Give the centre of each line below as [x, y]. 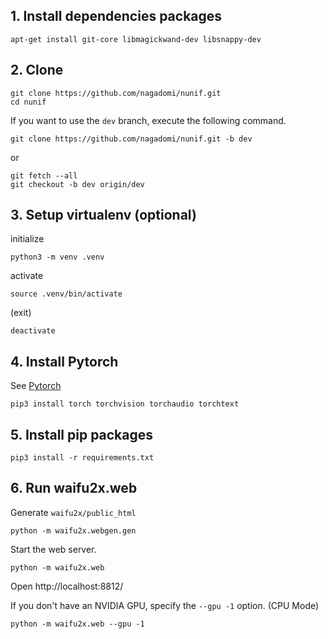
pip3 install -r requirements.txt [82, 458]
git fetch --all [44, 175]
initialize [27, 239]
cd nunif [28, 102]
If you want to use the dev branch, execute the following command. [148, 120]
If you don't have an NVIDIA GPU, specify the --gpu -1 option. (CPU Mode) [165, 605]
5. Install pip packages [82, 434]
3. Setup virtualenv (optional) [103, 215]
